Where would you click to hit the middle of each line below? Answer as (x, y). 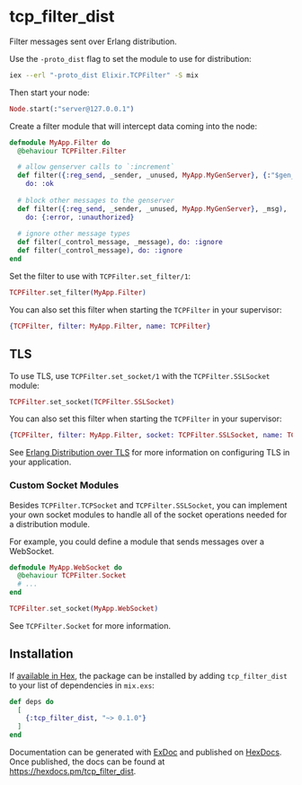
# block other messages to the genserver (96, 200)
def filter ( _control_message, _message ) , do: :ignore (120, 243)
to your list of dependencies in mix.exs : (82, 685)
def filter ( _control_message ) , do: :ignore (100, 251)
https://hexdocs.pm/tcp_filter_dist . (73, 772)
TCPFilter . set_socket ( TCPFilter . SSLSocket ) (92, 401)
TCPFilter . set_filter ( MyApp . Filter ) (78, 292)
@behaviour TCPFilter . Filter (72, 151)
